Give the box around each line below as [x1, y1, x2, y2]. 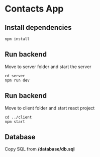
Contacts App [5, 3, 64, 15]
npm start [5, 119, 26, 124]
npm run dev [5, 78, 30, 83]
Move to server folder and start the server [5, 64, 91, 70]
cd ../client [5, 115, 32, 120]
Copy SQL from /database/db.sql [5, 146, 75, 152]
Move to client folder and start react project [5, 104, 95, 111]
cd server [5, 73, 26, 78]
